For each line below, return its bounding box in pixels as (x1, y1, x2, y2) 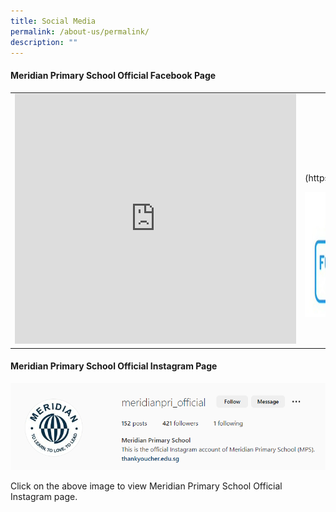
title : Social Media (10, 16, 97, 26)
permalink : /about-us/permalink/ (10, 26, 150, 37)
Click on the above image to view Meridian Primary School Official (10, 480, 283, 492)
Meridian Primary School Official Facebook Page (10, 69, 217, 81)
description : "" (10, 37, 78, 47)
